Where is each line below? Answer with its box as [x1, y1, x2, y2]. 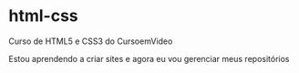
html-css [8, 5, 78, 26]
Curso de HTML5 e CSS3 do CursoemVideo [8, 36, 173, 47]
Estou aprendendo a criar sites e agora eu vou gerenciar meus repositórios [8, 53, 290, 64]
